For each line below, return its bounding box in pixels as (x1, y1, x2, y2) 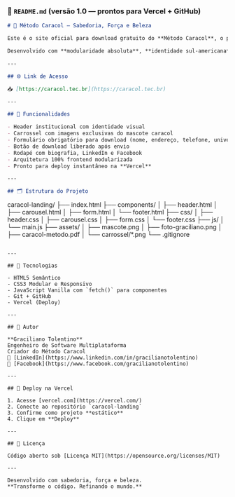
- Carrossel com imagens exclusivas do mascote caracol (7, 130, 173, 137)
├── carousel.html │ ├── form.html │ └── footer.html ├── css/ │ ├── (7, 208, 213, 217)
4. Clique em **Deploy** (7, 416, 80, 423)
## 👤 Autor (7, 324, 39, 331)
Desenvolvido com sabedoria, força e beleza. (7, 477, 142, 484)
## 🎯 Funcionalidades (7, 111, 71, 118)
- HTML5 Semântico (7, 275, 61, 282)
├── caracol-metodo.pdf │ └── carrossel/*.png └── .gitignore (7, 231, 190, 239)
